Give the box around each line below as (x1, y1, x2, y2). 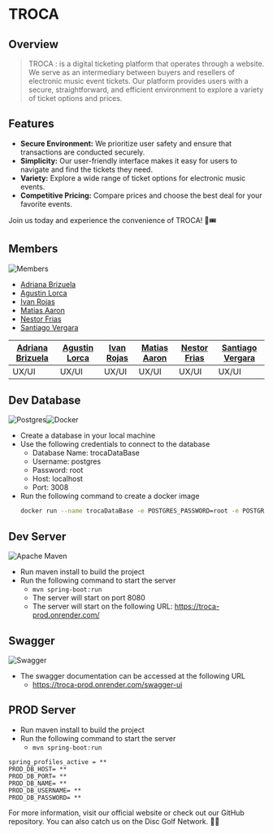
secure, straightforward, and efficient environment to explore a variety (28, 85, 264, 94)
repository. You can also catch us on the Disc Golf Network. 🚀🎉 (8, 816, 220, 826)
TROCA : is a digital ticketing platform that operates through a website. (28, 59, 265, 68)
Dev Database (8, 394, 81, 408)
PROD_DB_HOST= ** (8, 765, 67, 773)
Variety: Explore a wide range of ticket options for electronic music (19, 172, 246, 183)
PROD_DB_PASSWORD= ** (8, 793, 82, 801)
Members (8, 242, 58, 256)
